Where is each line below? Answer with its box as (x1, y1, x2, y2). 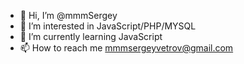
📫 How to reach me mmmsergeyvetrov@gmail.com (19, 42, 234, 54)
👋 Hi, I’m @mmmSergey (19, 10, 118, 21)
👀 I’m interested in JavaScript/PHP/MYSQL (19, 20, 197, 32)
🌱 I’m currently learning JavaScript (19, 31, 163, 42)
